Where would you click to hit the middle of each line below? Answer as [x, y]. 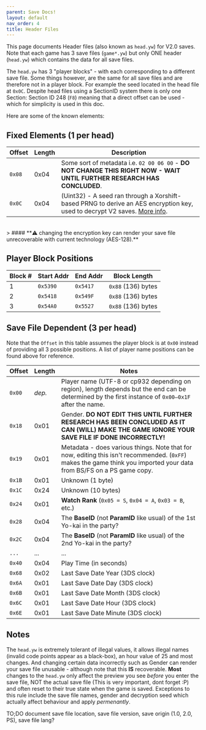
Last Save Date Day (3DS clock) [107, 583]
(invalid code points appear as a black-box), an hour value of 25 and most [100, 656]
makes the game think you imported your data [127, 463]
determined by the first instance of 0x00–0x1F [126, 396]
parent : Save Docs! [31, 12]
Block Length [133, 275]
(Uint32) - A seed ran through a [107, 196]
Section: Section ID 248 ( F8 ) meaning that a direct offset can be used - [96, 98]
